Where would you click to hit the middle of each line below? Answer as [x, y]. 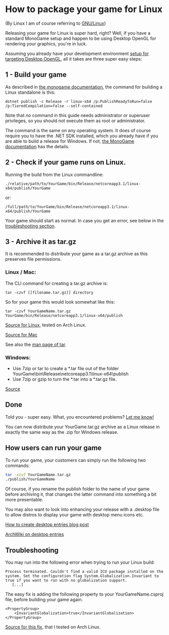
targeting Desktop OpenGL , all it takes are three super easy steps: [74, 59]
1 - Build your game [36, 75]
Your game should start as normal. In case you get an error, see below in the [84, 220]
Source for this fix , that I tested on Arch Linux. [53, 627]
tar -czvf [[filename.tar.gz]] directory [49, 293]
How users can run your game [53, 448]
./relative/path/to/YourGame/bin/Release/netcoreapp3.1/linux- [73, 184]
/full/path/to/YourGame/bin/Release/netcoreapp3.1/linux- [67, 207]
